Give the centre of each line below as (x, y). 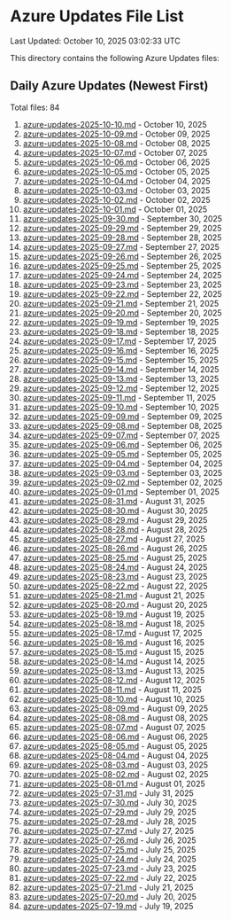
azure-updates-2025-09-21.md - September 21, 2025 (121, 303)
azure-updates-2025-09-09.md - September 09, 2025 (123, 416)
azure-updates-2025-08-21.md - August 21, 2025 (114, 595)
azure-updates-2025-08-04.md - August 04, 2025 (115, 755)
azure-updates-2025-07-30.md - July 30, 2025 (110, 802)
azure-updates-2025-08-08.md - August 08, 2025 (115, 717)
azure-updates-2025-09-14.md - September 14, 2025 (121, 369)
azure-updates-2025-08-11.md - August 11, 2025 (112, 690)
